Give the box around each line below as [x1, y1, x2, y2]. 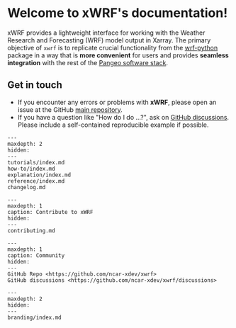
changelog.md [7, 183, 46, 191]
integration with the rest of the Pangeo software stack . [7, 58, 169, 67]
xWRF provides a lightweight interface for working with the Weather [7, 28, 206, 37]
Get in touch [7, 79, 62, 91]
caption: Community [7, 251, 65, 259]
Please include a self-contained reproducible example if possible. [17, 120, 209, 129]
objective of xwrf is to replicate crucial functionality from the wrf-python [7, 43, 218, 52]
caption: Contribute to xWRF [7, 208, 94, 215]
